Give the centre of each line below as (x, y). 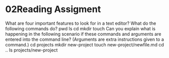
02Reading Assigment (53, 9)
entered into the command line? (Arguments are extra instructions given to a (85, 39)
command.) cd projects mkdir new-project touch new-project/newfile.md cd (85, 44)
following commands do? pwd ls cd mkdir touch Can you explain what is (80, 28)
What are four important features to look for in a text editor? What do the (81, 23)
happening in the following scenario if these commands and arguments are (83, 34)
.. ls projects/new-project (32, 50)
